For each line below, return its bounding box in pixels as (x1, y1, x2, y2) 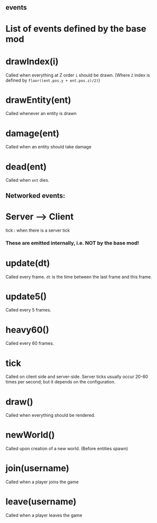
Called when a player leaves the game (5, 512, 83, 518)
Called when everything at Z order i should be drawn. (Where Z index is (5, 72, 150, 78)
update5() (5, 291, 47, 302)
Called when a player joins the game (5, 479, 79, 485)
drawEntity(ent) (5, 95, 71, 105)
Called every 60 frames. (5, 340, 54, 346)
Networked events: (5, 191, 66, 200)
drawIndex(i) (5, 56, 59, 67)
